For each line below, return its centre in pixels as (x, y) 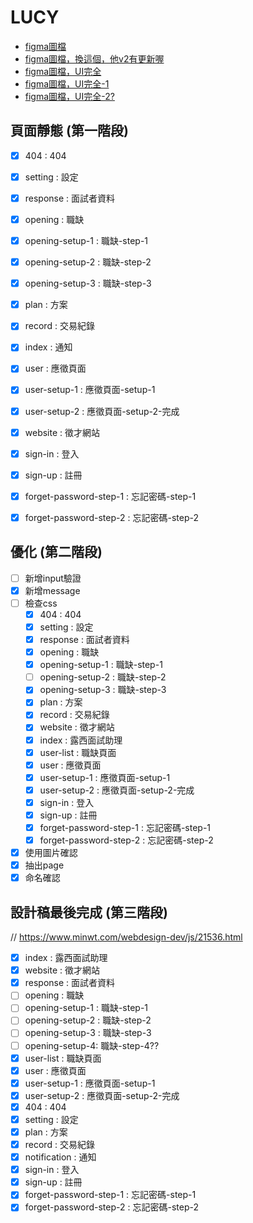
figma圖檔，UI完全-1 (67, 83)
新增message (52, 590)
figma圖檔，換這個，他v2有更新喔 (94, 58)
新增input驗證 (53, 578)
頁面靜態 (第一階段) (69, 131)
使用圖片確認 (51, 853)
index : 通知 (48, 347)
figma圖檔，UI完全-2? (69, 96)
